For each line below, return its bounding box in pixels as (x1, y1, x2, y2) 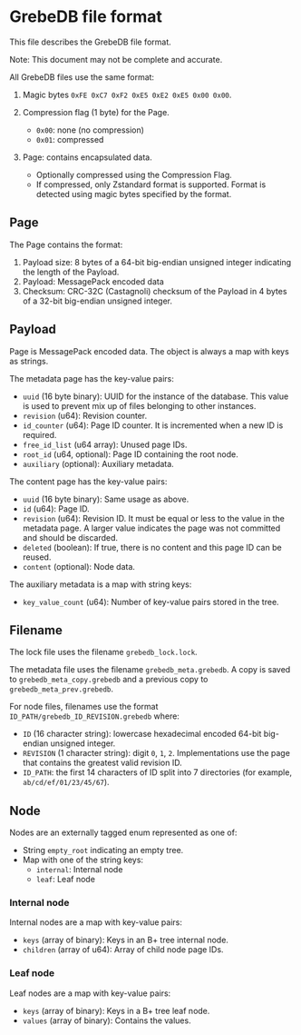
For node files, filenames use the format (9, 702, 159, 712)
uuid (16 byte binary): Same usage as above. (22, 493, 189, 504)
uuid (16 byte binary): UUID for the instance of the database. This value (22, 391, 289, 402)
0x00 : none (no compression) (35, 124, 145, 135)
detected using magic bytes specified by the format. (35, 188, 232, 199)
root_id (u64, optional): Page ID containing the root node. (22, 448, 238, 460)
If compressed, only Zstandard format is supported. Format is (35, 179, 267, 190)
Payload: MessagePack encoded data (22, 275, 165, 287)
